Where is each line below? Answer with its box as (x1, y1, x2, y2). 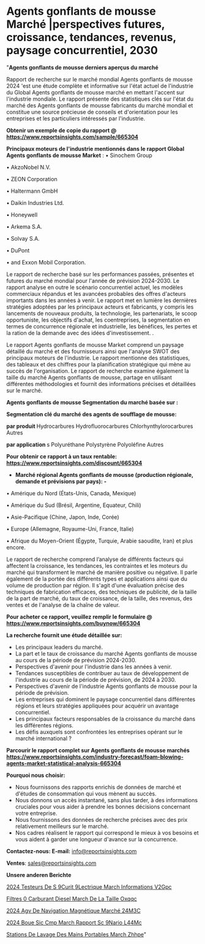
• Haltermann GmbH (6, 187, 58, 195)
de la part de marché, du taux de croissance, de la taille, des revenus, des (6, 594, 193, 602)
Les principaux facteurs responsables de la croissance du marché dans (15, 715, 196, 722)
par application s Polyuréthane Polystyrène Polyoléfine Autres (6, 441, 164, 448)
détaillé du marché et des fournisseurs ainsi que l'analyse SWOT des (6, 347, 180, 355)
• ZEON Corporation (6, 175, 58, 182)
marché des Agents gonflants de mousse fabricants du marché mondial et (6, 101, 193, 109)
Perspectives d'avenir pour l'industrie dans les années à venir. (15, 663, 173, 670)
